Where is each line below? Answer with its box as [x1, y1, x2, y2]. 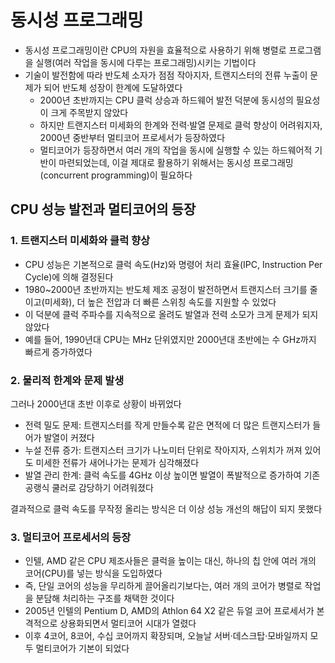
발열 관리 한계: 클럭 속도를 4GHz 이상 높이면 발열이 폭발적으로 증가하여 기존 [24, 469, 321, 481]
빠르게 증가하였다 [24, 346, 93, 358]
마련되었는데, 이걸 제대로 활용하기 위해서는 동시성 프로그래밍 [58, 156, 294, 168]
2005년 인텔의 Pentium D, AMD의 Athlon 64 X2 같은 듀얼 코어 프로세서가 [24, 605, 315, 617]
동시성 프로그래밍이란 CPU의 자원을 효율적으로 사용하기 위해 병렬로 [24, 44, 287, 56]
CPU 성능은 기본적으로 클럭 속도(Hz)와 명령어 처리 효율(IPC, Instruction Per [24, 258, 323, 270]
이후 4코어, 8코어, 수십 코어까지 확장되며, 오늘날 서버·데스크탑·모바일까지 [24, 630, 308, 642]
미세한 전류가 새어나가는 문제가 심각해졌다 [35, 456, 200, 468]
